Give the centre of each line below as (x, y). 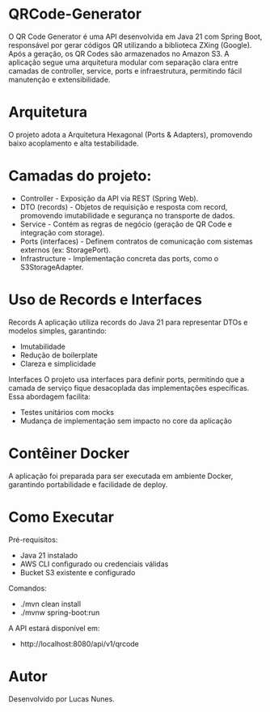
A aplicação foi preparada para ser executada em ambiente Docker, (121, 476)
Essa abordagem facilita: (49, 396)
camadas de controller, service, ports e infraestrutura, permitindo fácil (125, 70)
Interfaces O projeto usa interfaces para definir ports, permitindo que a (127, 379)
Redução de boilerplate (59, 355)
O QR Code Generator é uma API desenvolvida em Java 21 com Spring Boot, (135, 36)
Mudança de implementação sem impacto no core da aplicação (126, 421)
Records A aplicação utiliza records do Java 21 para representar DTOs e (128, 322)
